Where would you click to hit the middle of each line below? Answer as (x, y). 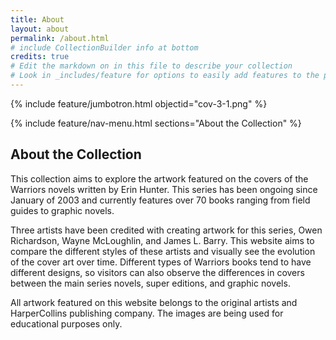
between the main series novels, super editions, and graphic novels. (150, 283)
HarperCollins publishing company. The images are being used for (147, 313)
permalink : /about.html (60, 38)
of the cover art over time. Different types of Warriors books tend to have (161, 262)
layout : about (40, 29)
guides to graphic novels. (62, 210)
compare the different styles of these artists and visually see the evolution (163, 251)
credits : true (40, 57)
